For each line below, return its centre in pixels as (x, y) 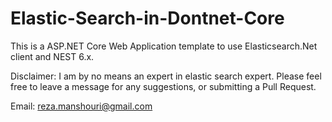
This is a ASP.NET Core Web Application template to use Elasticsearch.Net (164, 46)
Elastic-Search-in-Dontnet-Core (147, 18)
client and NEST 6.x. (52, 56)
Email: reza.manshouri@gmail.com (81, 106)
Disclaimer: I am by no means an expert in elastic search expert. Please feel (166, 76)
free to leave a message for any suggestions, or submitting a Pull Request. (163, 86)
